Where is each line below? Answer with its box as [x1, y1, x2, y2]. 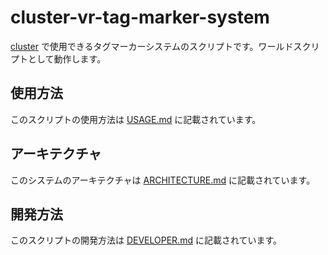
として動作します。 [27, 52, 107, 65]
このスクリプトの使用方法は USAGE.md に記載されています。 [10, 113, 262, 125]
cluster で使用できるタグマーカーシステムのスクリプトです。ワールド [10, 40, 294, 52]
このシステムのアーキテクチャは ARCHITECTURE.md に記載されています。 [10, 174, 316, 186]
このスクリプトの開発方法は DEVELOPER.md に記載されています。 [10, 234, 283, 246]
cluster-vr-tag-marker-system [10, 6, 270, 29]
